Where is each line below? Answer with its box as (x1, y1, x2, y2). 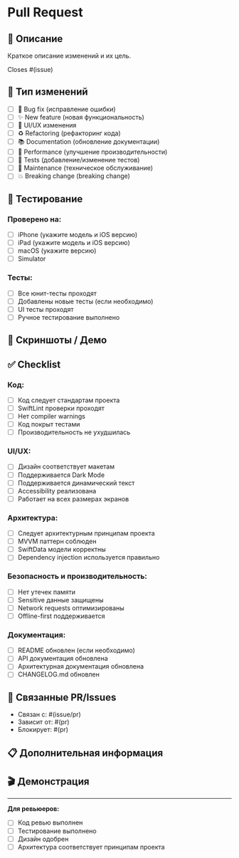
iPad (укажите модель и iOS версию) (17, 239, 130, 247)
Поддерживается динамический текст (17, 478, 135, 487)
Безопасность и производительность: (7, 571, 148, 581)
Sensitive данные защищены (17, 595, 104, 604)
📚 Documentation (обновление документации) (17, 137, 160, 146)
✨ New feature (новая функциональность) (17, 113, 144, 121)
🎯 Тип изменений (7, 86, 88, 98)
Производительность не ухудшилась (17, 428, 131, 436)
